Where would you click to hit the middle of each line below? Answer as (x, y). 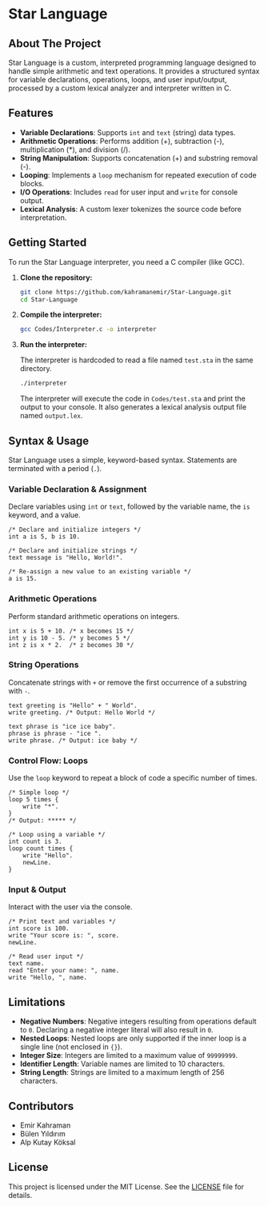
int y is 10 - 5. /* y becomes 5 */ (69, 638)
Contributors (41, 1106)
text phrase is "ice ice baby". (62, 726)
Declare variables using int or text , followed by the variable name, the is (129, 507)
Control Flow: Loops (48, 761)
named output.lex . (51, 416)
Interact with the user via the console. (70, 907)
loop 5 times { (34, 800)
